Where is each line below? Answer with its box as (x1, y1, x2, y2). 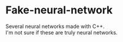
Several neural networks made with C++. (5, 23, 105, 30)
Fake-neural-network (5, 3, 113, 17)
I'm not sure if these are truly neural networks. (5, 29, 118, 36)
